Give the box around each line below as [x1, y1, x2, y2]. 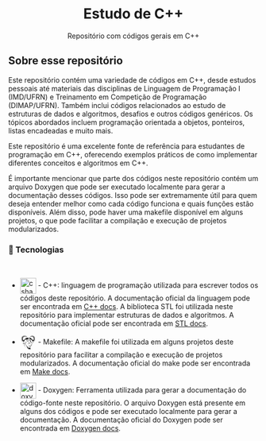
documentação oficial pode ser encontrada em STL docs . [19, 319, 209, 328]
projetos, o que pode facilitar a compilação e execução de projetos [8, 215, 227, 225]
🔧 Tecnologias [8, 244, 64, 255]
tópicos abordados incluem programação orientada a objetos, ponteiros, [8, 117, 245, 127]
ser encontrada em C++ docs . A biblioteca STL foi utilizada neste [19, 302, 233, 311]
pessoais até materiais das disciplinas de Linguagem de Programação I [8, 83, 241, 93]
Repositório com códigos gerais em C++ [67, 31, 200, 41]
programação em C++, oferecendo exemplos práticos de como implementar [8, 149, 258, 159]
